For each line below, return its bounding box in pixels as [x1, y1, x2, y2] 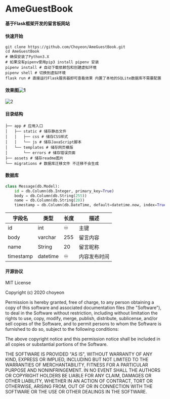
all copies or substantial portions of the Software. [5, 341, 108, 347]
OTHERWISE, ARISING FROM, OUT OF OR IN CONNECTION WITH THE [5, 383, 153, 389]
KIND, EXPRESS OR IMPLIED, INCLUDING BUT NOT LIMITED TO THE [5, 357, 149, 363]
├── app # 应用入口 [5, 123, 44, 128]
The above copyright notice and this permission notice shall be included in [5, 336, 160, 342]
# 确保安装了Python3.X [5, 54, 50, 60]
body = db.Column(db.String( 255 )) [14, 193, 87, 198]
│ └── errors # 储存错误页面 [5, 150, 76, 155]
